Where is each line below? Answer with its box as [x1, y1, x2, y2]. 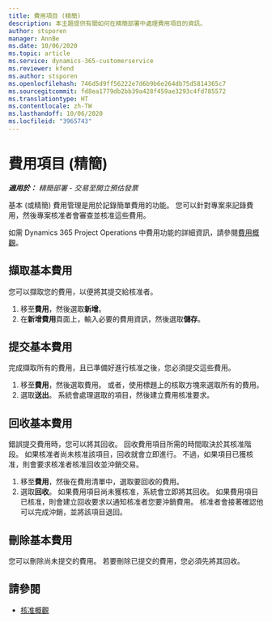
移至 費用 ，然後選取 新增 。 [19, 304, 106, 313]
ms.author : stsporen [8, 72, 79, 80]
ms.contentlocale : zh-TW [8, 102, 92, 110]
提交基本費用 [8, 340, 73, 354]
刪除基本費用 [8, 533, 73, 547]
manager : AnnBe [8, 34, 60, 43]
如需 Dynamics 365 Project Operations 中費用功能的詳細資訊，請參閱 [8, 228, 239, 237]
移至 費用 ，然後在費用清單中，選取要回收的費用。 [19, 477, 184, 487]
